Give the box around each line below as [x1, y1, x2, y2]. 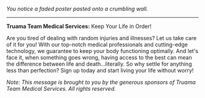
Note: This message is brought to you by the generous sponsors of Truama [6, 79, 196, 86]
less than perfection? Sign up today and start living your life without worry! [6, 67, 194, 74]
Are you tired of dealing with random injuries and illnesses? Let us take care [6, 35, 197, 41]
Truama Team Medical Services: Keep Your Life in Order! [6, 23, 152, 30]
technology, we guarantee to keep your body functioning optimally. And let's [6, 47, 198, 54]
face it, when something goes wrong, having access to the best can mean [6, 54, 192, 61]
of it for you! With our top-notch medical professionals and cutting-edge [6, 41, 188, 48]
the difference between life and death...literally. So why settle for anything [6, 60, 192, 68]
